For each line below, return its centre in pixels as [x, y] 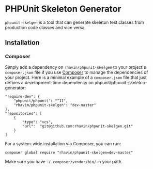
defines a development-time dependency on [49, 82]
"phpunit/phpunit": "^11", [41, 101]
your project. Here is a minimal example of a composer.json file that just [76, 77]
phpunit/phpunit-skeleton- [121, 82]
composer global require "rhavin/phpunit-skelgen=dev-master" [69, 153]
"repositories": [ [23, 113]
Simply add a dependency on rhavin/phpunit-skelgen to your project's [76, 67]
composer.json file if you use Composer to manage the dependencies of [77, 72]
